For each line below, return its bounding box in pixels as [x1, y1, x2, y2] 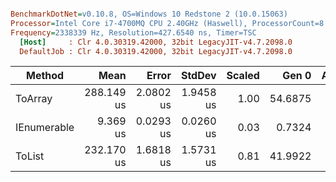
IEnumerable [15, 121, 75, 135]
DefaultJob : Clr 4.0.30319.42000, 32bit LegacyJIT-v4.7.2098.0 [19, 46, 293, 56]
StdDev [180, 69, 217, 83]
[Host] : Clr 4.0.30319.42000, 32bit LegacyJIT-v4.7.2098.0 [19, 37, 293, 47]
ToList [15, 149, 45, 163]
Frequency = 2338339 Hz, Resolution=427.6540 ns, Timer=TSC [10, 27, 257, 38]
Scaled [226, 69, 260, 83]
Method [25, 69, 65, 83]
